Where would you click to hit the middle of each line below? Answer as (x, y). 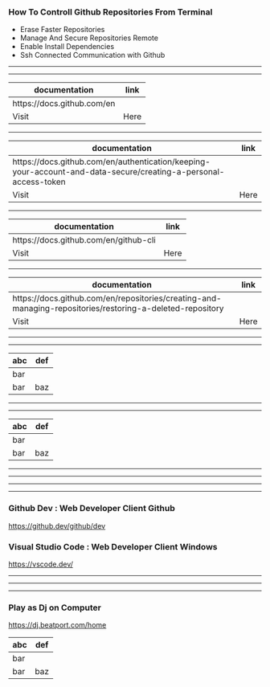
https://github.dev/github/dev (57, 525)
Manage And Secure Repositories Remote (89, 38)
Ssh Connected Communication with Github (92, 55)
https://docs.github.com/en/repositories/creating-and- (117, 298)
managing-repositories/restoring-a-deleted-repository (118, 309)
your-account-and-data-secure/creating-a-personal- (119, 172)
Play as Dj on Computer (55, 607)
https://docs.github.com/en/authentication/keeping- (111, 162)
